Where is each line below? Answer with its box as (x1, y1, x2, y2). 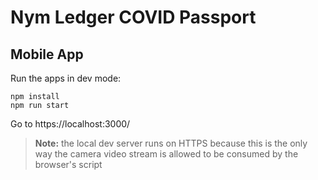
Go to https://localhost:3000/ (10, 118, 131, 130)
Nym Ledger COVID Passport (10, 6, 257, 29)
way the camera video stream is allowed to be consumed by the (34, 148, 299, 160)
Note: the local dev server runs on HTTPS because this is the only (34, 137, 308, 149)
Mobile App (10, 46, 84, 63)
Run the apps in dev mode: (10, 72, 122, 84)
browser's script (34, 159, 103, 170)
